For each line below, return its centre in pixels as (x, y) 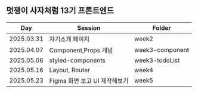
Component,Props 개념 (81, 50)
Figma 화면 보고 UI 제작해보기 (89, 80)
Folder (162, 27)
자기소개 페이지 (69, 39)
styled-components (77, 60)
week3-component (162, 49)
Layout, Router (70, 70)
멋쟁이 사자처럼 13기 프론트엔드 (60, 11)
